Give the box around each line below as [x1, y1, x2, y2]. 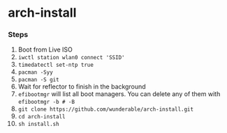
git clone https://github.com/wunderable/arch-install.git [17, 106, 194, 113]
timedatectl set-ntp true [17, 61, 94, 69]
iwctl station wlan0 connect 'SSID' [17, 54, 125, 61]
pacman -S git [17, 77, 59, 84]
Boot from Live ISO [17, 45, 73, 54]
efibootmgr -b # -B [17, 99, 75, 106]
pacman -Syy [17, 69, 53, 76]
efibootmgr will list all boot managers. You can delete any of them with [17, 90, 221, 98]
